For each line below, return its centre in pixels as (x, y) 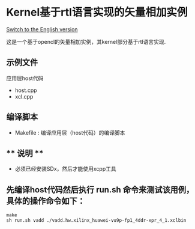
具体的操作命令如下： (46, 201)
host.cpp (26, 90)
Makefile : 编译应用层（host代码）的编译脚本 (70, 132)
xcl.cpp (24, 96)
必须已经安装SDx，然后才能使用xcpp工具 (65, 169)
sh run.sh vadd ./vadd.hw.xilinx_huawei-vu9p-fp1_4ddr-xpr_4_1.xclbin (96, 221)
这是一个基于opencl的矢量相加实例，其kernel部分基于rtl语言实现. (86, 41)
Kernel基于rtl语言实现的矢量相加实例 (97, 12)
